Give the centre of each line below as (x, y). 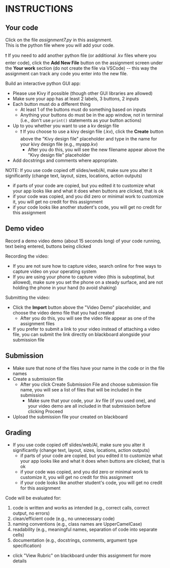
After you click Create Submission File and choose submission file (89, 384)
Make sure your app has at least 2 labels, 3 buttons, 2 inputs (76, 99)
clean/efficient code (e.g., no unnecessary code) (64, 519)
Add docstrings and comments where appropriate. (65, 160)
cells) (18, 535)
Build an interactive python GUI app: (43, 83)
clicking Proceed (45, 411)
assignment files (37, 323)
